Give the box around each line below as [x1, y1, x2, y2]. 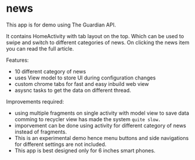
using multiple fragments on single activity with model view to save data [14, 109, 190, 116]
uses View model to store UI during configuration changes [14, 74, 156, 81]
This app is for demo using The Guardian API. [6, 21, 116, 28]
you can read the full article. [6, 45, 75, 52]
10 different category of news [14, 68, 86, 75]
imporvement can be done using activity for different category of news [14, 122, 187, 129]
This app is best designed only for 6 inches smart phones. [14, 146, 156, 154]
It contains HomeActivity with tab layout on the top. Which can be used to [6, 32, 184, 39]
